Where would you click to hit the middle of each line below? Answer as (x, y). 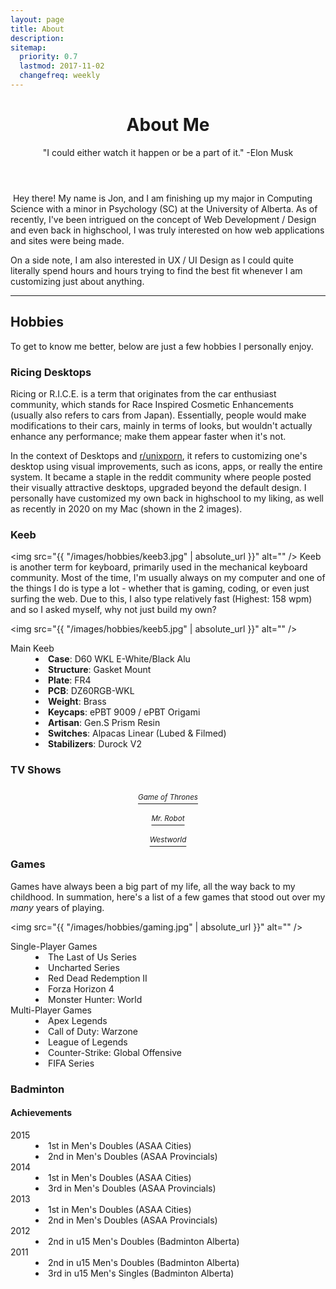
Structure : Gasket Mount (100, 670)
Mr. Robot (168, 818)
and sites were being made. (67, 240)
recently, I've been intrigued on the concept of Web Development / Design (163, 219)
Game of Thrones (168, 797)
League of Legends (88, 1042)
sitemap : (28, 47)
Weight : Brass (77, 702)
